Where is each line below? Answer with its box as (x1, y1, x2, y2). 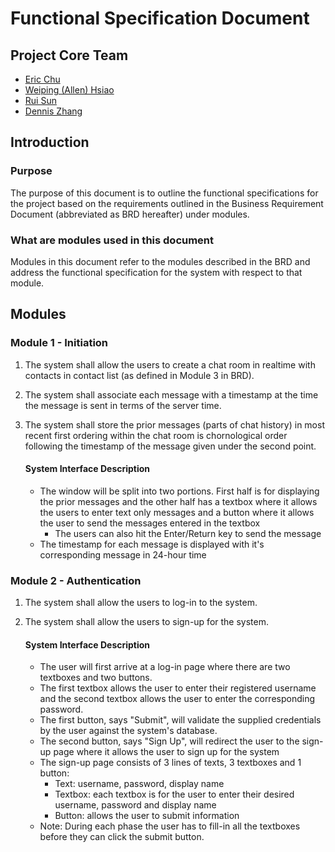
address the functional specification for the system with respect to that (10, 266, 303, 278)
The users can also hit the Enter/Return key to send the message (54, 527, 322, 539)
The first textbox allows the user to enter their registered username (39, 682, 317, 694)
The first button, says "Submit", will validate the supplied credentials (39, 714, 322, 726)
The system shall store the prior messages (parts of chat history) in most (24, 418, 325, 431)
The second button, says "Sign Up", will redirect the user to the (39, 735, 300, 747)
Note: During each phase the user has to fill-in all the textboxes (39, 820, 301, 832)
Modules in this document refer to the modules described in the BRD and (10, 255, 311, 267)
